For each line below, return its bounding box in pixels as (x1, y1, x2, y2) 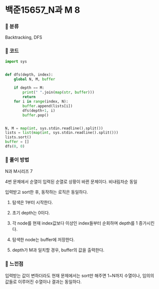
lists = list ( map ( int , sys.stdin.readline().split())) (5, 130, 119, 135)
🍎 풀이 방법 (5, 156, 29, 163)
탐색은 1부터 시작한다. (12, 200, 53, 206)
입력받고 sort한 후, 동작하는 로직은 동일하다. (5, 189, 88, 195)
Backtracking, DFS (5, 35, 42, 41)
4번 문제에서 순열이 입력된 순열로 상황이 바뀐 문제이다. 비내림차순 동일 (5, 179, 138, 185)
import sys (5, 59, 27, 64)
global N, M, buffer (14, 77, 55, 82)
